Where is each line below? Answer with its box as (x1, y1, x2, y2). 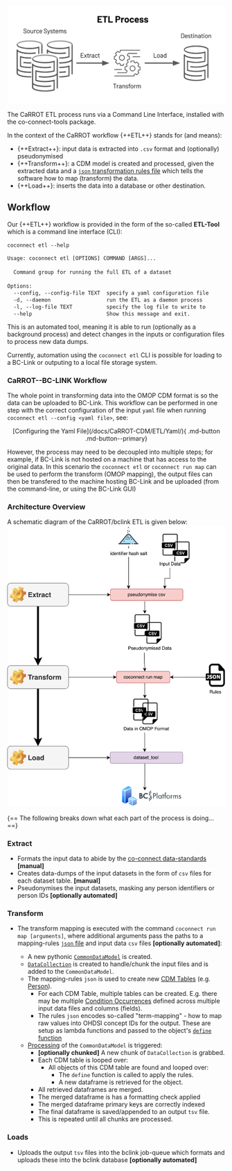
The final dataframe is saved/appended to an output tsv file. (37, 1108, 210, 1116)
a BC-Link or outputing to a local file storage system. (7, 358, 158, 366)
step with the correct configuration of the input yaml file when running (7, 406, 206, 415)
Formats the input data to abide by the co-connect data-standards (17, 854, 206, 863)
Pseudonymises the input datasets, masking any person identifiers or (17, 884, 215, 892)
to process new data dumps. (7, 337, 89, 345)
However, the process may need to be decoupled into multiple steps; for (7, 448, 213, 457)
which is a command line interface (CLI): (7, 227, 123, 236)
